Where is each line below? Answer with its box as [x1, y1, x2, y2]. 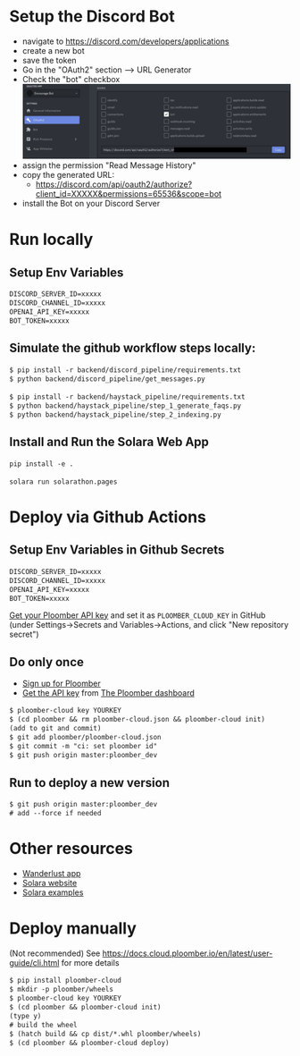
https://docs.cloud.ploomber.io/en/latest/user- [102, 948, 273, 959]
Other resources [9, 839, 134, 859]
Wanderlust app [21, 868, 81, 879]
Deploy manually [9, 918, 137, 939]
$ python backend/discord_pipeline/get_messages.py [9, 374, 205, 384]
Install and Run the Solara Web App [9, 435, 210, 450]
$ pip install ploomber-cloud [9, 976, 122, 985]
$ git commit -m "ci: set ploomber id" [9, 742, 158, 751]
